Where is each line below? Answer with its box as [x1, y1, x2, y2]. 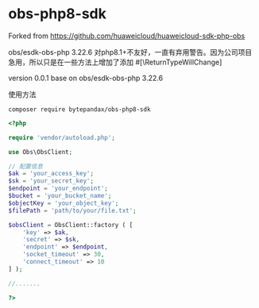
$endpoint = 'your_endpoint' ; [8, 184, 109, 193]
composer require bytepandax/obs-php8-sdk [8, 105, 151, 114]
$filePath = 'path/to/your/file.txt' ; [8, 206, 137, 214]
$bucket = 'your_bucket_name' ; [8, 192, 112, 200]
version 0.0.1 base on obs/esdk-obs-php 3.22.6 [8, 73, 164, 83]
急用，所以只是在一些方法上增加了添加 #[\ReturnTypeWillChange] [8, 57, 222, 67]
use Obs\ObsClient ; [8, 148, 73, 156]
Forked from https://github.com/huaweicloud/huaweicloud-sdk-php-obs [8, 31, 245, 40]
